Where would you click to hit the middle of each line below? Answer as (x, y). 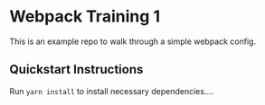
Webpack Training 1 (85, 17)
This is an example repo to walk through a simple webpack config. (132, 41)
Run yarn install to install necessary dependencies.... (112, 91)
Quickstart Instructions (76, 70)
